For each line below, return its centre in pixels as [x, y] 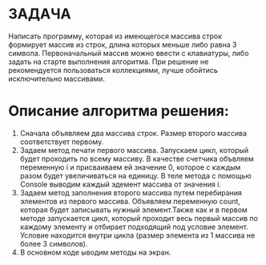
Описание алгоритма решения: [119, 111]
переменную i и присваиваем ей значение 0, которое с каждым [130, 167]
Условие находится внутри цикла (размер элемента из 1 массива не [137, 235]
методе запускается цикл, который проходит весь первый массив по [139, 218]
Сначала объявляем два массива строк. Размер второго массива [133, 133]
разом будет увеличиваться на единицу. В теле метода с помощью [136, 175]
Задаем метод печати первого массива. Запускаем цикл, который [134, 150]
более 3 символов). [54, 243]
